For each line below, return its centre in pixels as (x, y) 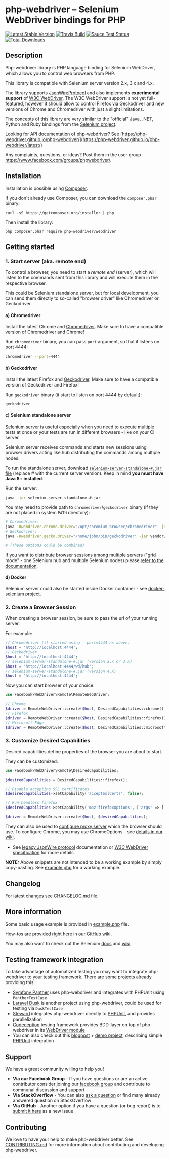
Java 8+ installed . (25, 478)
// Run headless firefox (31, 803)
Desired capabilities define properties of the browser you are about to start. (84, 751)
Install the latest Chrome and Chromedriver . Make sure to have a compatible (84, 327)
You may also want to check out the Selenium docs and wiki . (68, 943)
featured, (15, 103)
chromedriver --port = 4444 (32, 357)
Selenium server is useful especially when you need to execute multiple (80, 427)
